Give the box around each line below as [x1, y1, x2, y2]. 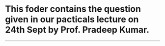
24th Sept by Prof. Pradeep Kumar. [5, 24, 150, 35]
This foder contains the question [5, 3, 141, 15]
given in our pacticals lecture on [5, 14, 139, 25]
